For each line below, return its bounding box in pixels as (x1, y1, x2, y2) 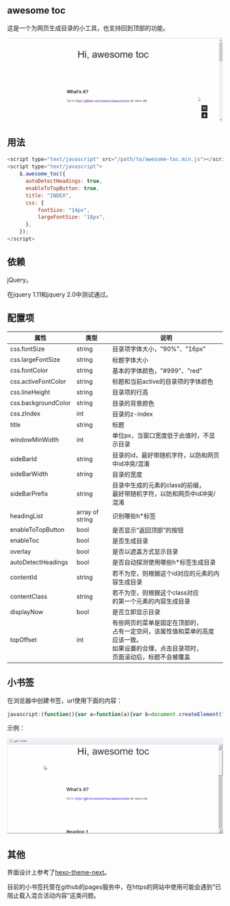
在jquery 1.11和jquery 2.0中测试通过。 (7, 290, 112, 298)
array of (76, 508, 99, 516)
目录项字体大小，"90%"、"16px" (112, 345, 206, 353)
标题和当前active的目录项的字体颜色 (112, 378, 214, 386)
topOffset (10, 635, 37, 644)
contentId (10, 573, 38, 581)
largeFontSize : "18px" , (37, 214, 106, 221)
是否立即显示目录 (112, 608, 161, 616)
